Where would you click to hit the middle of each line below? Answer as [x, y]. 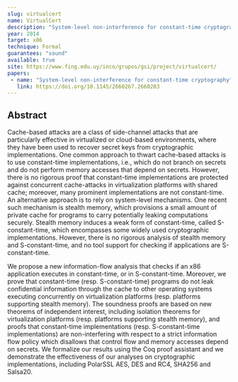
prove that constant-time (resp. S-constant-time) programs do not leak [110, 281]
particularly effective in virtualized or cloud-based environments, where [112, 140]
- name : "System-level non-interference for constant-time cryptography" [121, 80]
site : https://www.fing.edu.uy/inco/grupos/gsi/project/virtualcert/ [112, 67]
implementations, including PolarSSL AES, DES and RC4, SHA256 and [109, 364]
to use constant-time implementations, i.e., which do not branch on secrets [117, 162]
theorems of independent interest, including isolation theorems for [104, 312]
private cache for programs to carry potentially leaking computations [108, 215]
